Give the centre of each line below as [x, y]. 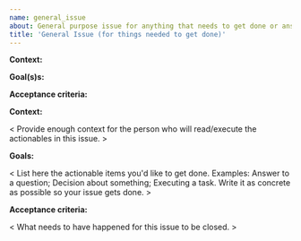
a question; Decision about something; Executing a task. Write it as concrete [150, 183]
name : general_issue [48, 17]
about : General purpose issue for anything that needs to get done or [144, 26]
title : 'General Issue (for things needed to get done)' [118, 34]
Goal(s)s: [27, 77]
